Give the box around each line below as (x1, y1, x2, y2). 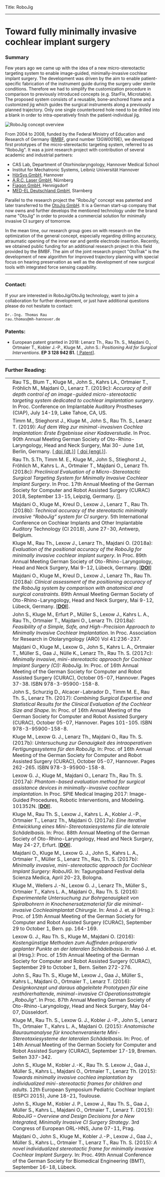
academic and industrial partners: (5, 152, 74, 158)
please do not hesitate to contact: (5, 302, 73, 309)
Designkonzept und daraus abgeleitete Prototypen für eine (12, 984, 148, 991)
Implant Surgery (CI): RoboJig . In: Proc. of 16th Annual (12, 662, 138, 669)
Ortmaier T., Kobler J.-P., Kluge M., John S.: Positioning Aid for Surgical (12, 344, 157, 351)
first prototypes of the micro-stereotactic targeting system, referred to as (5, 142, 153, 148)
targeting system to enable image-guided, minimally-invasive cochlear (5, 70, 148, 76)
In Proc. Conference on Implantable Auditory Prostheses (12, 403, 142, 410)
